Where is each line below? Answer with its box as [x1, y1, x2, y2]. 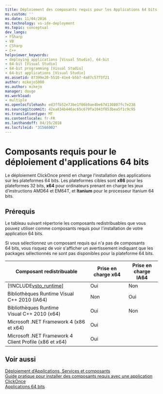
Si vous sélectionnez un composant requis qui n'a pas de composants [5, 240, 145, 246]
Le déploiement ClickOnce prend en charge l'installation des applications [5, 173, 151, 178]
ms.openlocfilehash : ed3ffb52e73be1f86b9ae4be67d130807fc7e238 [5, 102, 136, 107]
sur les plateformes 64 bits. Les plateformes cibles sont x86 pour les [5, 177, 143, 183]
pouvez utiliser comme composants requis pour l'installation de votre [5, 225, 143, 232]
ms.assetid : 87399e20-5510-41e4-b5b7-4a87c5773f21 [5, 75, 110, 80]
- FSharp [5, 35, 23, 39]
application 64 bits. [5, 231, 44, 236]
